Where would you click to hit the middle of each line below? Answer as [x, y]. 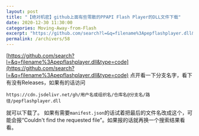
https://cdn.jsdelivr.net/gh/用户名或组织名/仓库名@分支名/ [76, 95]
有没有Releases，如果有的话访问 [46, 82]
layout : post [22, 11]
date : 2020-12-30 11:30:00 [39, 22]
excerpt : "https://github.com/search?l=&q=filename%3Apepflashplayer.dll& [100, 34]
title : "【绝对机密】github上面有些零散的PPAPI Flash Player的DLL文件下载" [94, 17]
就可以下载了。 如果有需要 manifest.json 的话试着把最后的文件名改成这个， [97, 113]
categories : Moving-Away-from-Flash [51, 28]
